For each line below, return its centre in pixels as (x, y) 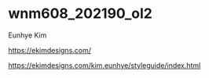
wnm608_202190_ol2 (81, 14)
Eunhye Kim (27, 35)
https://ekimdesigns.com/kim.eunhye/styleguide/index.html (104, 65)
